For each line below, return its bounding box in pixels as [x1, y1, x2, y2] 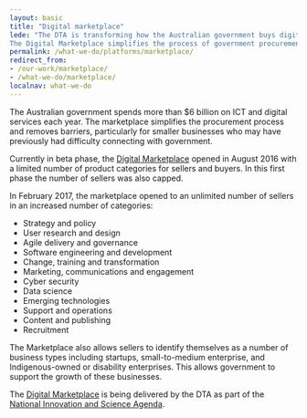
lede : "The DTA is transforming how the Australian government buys [9, 30, 276, 39]
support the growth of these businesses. [9, 371, 163, 381]
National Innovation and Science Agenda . [9, 398, 165, 409]
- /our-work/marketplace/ [9, 65, 108, 74]
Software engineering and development [22, 246, 173, 257]
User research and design [22, 227, 121, 238]
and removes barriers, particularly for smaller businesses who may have [9, 125, 281, 137]
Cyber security [22, 276, 79, 287]
